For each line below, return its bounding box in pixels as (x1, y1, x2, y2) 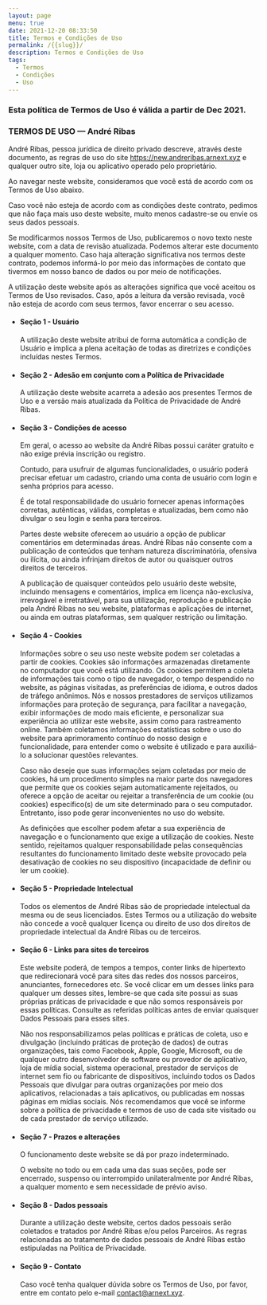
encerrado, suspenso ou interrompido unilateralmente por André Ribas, (19, 1174, 253, 1183)
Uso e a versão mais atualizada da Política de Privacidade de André (19, 396, 241, 406)
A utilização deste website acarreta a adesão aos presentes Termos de (19, 388, 253, 398)
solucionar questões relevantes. (33, 750, 139, 759)
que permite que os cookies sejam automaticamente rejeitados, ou (19, 782, 238, 792)
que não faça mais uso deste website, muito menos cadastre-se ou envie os (8, 209, 258, 218)
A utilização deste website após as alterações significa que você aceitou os (8, 282, 256, 292)
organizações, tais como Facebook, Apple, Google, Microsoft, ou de (19, 1045, 243, 1056)
